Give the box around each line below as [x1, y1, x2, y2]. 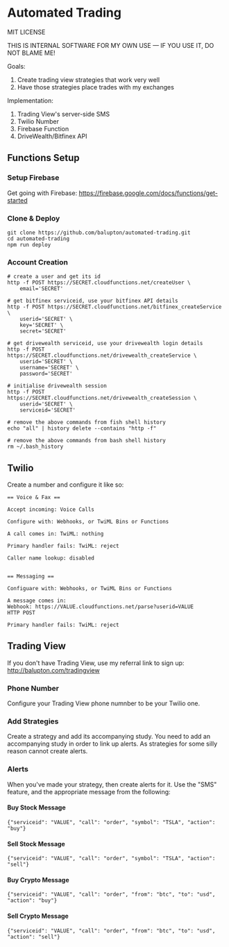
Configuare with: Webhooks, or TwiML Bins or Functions [7, 585, 172, 592]
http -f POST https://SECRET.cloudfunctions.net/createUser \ [7, 279, 191, 286]
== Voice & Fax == [7, 494, 60, 501]
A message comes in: [7, 597, 67, 605]
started [7, 196, 28, 204]
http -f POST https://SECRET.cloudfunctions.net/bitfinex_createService [7, 303, 222, 310]
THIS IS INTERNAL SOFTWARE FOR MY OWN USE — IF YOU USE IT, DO [7, 41, 214, 49]
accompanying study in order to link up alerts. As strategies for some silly [7, 739, 217, 748]
